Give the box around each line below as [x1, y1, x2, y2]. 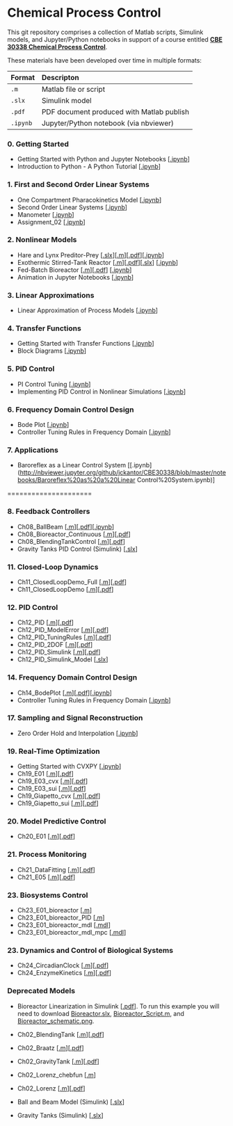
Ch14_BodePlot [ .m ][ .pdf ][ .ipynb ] [17, 689, 113, 697]
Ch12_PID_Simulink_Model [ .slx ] [17, 655, 109, 663]
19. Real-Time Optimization [7, 746, 100, 756]
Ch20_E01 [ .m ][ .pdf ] [17, 833, 75, 841]
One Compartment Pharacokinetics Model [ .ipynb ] [17, 195, 162, 204]
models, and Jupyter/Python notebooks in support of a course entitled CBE [7, 35, 223, 43]
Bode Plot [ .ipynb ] [17, 421, 70, 429]
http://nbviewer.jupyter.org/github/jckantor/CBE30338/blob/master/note [19, 468, 226, 477]
